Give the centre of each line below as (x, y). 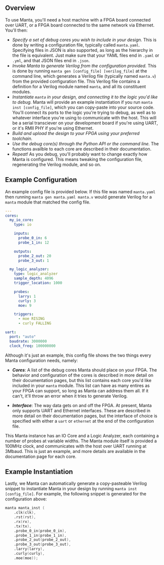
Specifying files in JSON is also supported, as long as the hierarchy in (82, 50)
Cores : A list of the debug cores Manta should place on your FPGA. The (84, 370)
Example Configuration (41, 180)
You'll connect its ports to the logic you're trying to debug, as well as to (84, 113)
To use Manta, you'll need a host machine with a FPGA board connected (78, 20)
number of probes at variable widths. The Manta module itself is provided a (81, 441)
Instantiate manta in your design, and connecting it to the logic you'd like (85, 97)
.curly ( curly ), (29, 554)
